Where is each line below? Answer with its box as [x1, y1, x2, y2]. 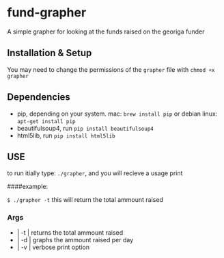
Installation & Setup [7, 47, 92, 59]
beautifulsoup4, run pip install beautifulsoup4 [16, 124, 154, 132]
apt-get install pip [16, 118, 76, 125]
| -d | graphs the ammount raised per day [16, 235, 134, 244]
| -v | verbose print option [16, 243, 90, 251]
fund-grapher [7, 5, 87, 21]
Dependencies [7, 91, 70, 103]
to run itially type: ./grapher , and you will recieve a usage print [7, 169, 183, 177]
